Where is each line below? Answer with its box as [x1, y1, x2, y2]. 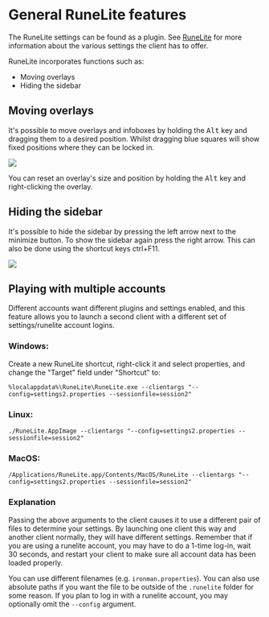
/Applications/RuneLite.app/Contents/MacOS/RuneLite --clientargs [8, 471, 235, 479]
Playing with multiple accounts [8, 282, 166, 296]
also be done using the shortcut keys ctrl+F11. [8, 243, 161, 253]
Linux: [8, 408, 34, 420]
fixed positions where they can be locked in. [8, 143, 155, 152]
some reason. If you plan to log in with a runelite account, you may [8, 590, 229, 600]
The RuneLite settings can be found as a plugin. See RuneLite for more [8, 32, 243, 42]
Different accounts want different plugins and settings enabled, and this [8, 304, 246, 313]
